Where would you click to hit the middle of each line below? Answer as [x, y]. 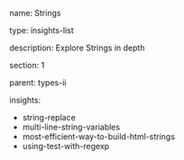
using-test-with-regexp [66, 146]
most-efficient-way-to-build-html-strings [99, 137]
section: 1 [27, 65]
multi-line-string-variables [71, 127]
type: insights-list [41, 30]
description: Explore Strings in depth [77, 48]
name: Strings [35, 13]
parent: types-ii [38, 83]
